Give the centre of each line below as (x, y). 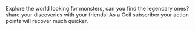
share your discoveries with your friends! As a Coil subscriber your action (97, 15)
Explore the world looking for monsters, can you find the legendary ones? (97, 9)
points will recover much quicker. (47, 21)
